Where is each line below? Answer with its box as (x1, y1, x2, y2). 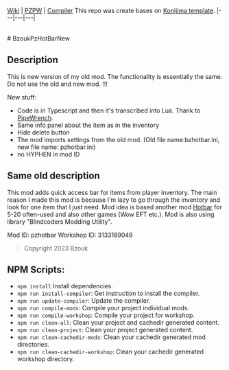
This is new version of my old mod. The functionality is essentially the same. (7, 72, 223, 80)
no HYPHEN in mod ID (16, 150, 80, 158)
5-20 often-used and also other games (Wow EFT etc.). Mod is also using (7, 210, 215, 218)
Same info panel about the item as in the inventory (16, 121, 160, 129)
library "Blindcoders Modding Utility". (7, 217, 112, 226)
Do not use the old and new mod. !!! (7, 80, 108, 88)
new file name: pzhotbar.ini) (16, 143, 96, 151)
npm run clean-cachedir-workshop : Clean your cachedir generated (16, 347, 204, 356)
